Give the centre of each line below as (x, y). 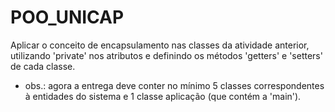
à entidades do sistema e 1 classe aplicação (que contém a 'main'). (163, 96)
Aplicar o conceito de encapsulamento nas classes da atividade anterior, (160, 45)
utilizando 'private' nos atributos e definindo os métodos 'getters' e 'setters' (166, 55)
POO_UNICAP (67, 17)
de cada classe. (43, 66)
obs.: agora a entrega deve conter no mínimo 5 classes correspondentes (174, 85)
